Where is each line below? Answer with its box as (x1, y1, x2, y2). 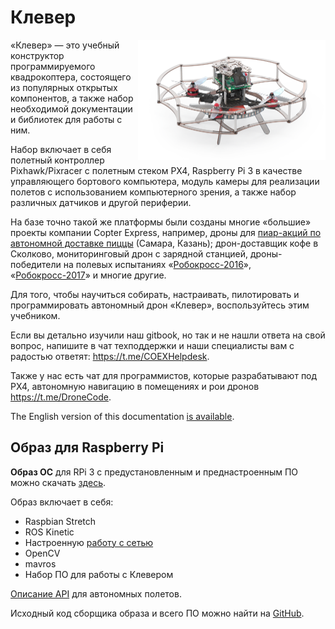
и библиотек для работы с (10, 113, 123, 125)
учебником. (10, 309, 61, 321)
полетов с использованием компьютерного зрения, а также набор (10, 186, 297, 198)
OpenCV (24, 547, 61, 559)
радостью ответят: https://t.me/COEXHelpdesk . (10, 350, 210, 362)
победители (10, 258, 62, 270)
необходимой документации (10, 102, 133, 115)
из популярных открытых (10, 81, 118, 93)
